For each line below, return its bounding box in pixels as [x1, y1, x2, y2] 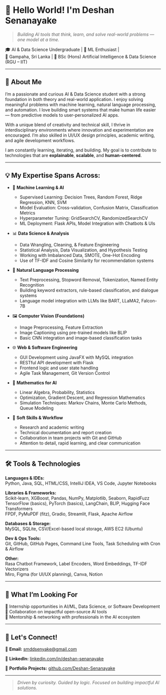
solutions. [17, 685, 38, 691]
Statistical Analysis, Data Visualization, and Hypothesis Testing [19, 247, 148, 253]
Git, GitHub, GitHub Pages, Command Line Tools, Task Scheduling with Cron [5, 541, 161, 546]
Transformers [5, 506, 33, 512]
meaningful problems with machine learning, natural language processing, [5, 101, 157, 107]
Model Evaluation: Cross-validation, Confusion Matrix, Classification [19, 204, 159, 210]
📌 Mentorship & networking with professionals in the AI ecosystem [5, 614, 140, 620]
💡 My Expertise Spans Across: [5, 171, 100, 180]
